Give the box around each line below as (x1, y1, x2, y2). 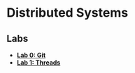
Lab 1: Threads (16, 58, 61, 67)
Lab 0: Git (16, 51, 46, 59)
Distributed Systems (6, 5, 129, 21)
